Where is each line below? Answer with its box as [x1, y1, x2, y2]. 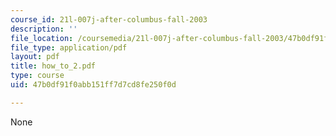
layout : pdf [10, 52, 60, 62]
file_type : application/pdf [10, 42, 128, 53]
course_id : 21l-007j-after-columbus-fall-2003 [10, 14, 208, 25]
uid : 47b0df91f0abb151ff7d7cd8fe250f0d [10, 80, 177, 90]
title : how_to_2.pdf [10, 61, 97, 71]
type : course [10, 71, 65, 81]
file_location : [10, 33, 74, 43]
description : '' [10, 24, 78, 34]
